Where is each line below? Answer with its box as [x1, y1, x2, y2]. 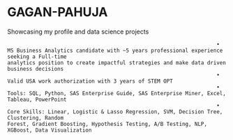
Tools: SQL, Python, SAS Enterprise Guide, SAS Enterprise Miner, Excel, [7, 90, 227, 97]
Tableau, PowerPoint [7, 96, 68, 103]
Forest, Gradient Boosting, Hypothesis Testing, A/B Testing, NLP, [7, 120, 208, 127]
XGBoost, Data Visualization [7, 127, 92, 134]
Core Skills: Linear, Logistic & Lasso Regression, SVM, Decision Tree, [7, 108, 223, 115]
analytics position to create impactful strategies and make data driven [7, 59, 227, 66]
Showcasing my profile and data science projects [7, 27, 149, 36]
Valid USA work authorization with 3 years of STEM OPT [7, 78, 173, 85]
